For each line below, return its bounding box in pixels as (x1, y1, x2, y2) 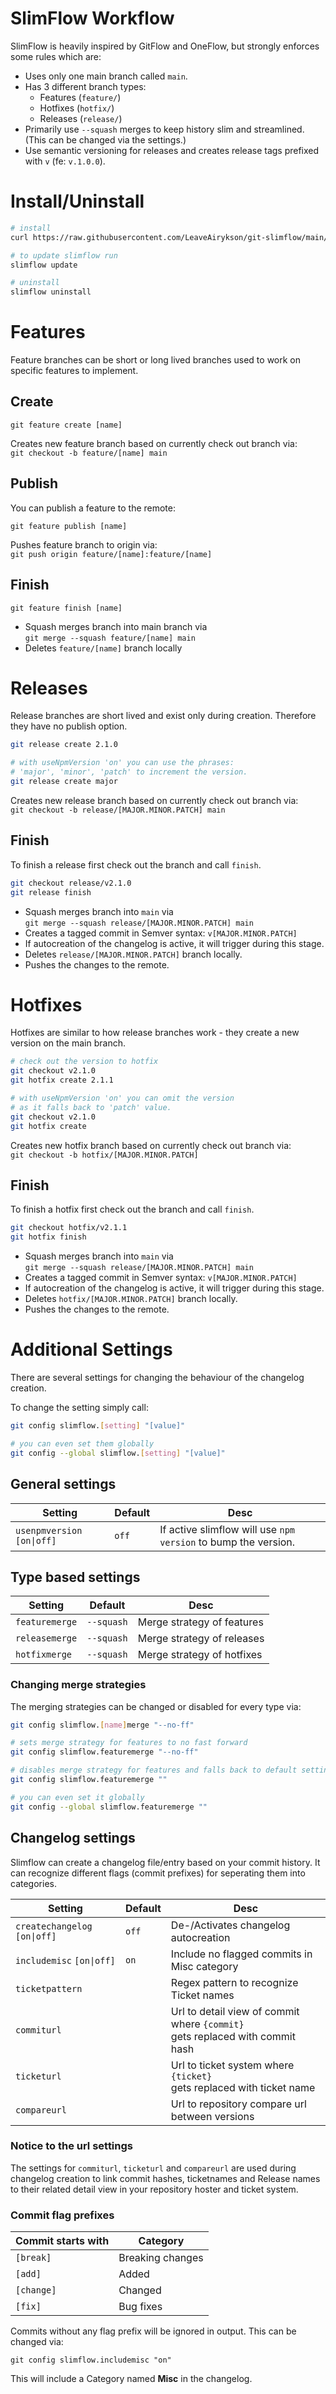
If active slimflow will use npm (159, 1522, 296, 1536)
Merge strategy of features (137, 1615, 264, 1629)
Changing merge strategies (10, 1678, 147, 1692)
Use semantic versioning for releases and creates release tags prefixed (24, 144, 320, 156)
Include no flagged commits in (170, 1947, 313, 1961)
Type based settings (10, 1568, 141, 1586)
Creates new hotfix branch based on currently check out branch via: (10, 1139, 292, 1151)
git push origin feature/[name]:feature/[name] (10, 549, 213, 559)
